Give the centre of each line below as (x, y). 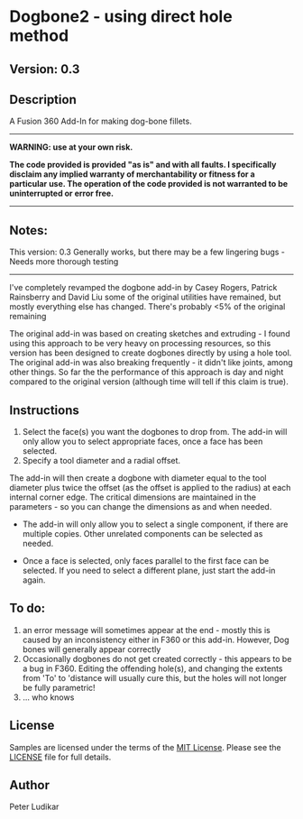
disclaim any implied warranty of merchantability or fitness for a (132, 174)
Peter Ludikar (34, 807)
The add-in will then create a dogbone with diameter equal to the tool (138, 478)
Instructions (44, 410)
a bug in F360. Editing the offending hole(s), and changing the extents (152, 668)
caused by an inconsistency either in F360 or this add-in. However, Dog (156, 640)
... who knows (48, 697)
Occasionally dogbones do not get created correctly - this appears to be (157, 658)
